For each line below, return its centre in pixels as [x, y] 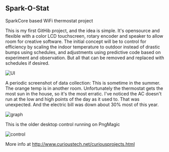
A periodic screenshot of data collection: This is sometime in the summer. [83, 83]
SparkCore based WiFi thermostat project [49, 20]
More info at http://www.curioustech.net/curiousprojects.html [70, 144]
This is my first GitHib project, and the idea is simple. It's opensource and [83, 31]
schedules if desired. [27, 63]
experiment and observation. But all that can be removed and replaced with [85, 58]
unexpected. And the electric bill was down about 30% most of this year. [82, 105]
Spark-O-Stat [27, 8]
